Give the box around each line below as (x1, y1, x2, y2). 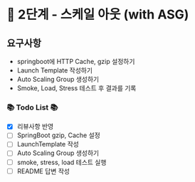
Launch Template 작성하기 (16, 66, 93, 75)
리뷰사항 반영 (16, 122, 54, 131)
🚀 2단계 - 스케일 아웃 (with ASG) (6, 6, 189, 23)
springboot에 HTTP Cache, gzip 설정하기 (16, 58, 135, 65)
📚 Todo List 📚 (6, 102, 58, 112)
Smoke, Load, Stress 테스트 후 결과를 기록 (16, 84, 137, 92)
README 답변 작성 (16, 166, 70, 175)
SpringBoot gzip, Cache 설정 (16, 131, 100, 139)
